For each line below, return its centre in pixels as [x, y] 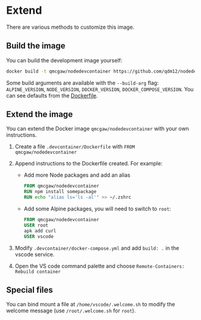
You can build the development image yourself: [64, 60]
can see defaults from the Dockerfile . [52, 95]
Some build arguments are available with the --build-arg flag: [83, 83]
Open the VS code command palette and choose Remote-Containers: [100, 266]
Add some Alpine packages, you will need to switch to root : [98, 209]
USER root [36, 225]
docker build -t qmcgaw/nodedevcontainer [59, 71]
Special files [30, 290]
